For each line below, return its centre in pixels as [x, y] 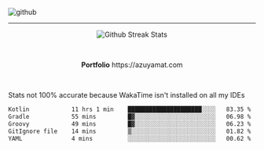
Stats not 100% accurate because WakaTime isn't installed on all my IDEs [126, 95]
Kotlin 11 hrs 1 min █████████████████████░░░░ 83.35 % [130, 109]
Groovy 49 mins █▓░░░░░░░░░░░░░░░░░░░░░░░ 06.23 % [130, 124]
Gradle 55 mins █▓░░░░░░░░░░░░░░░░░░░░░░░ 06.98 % [130, 116]
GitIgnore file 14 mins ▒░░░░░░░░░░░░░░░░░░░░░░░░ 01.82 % [130, 131]
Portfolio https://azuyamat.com [132, 65]
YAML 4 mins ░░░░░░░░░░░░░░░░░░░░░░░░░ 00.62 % [130, 138]
